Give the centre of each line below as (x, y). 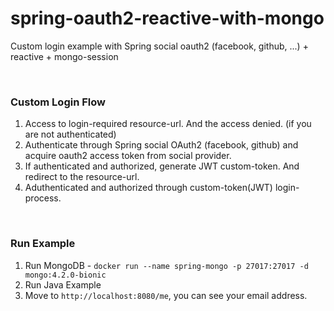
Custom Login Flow (58, 102)
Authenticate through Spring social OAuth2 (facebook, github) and (161, 145)
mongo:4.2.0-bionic (65, 275)
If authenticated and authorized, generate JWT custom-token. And (162, 166)
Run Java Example (63, 284)
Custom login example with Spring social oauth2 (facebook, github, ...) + (159, 46)
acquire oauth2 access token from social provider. (128, 156)
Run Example (43, 244)
